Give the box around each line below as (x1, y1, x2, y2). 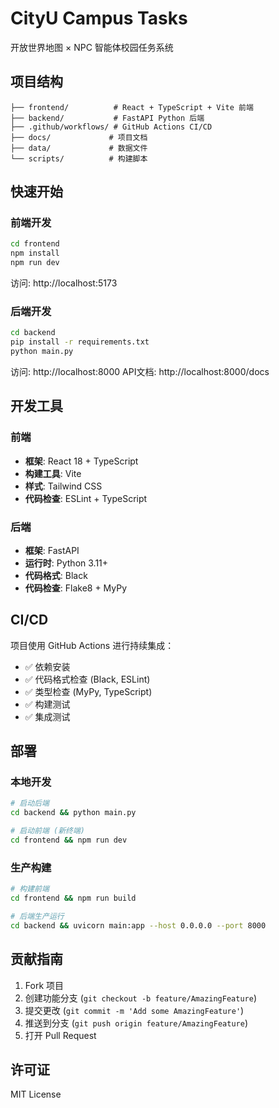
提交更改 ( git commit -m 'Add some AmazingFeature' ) (24, 1004, 245, 1016)
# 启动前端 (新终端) (10, 826, 86, 836)
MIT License (10, 1088, 62, 1101)
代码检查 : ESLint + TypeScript (24, 492, 148, 504)
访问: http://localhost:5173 (10, 277, 118, 289)
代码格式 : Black (24, 569, 88, 581)
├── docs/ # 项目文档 (10, 132, 148, 142)
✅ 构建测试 (24, 698, 71, 710)
